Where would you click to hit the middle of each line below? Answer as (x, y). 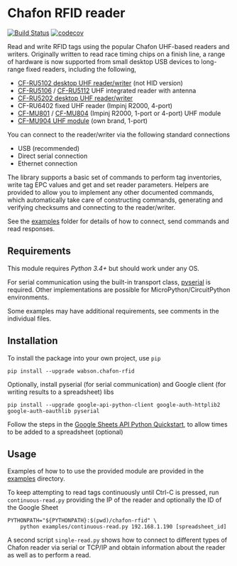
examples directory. (36, 479)
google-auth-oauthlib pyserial (54, 411)
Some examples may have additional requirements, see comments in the (113, 311)
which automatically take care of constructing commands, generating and (115, 200)
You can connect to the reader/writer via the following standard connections (119, 134)
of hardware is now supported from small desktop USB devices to (104, 61)
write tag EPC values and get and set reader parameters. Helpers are (108, 185)
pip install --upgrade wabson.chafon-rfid (71, 371)
